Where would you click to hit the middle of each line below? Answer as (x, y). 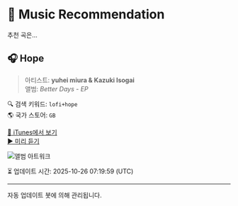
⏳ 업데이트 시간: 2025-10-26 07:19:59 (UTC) (70, 171)
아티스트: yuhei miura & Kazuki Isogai (79, 80)
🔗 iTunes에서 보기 (33, 132)
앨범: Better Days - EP (56, 88)
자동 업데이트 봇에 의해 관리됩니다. (55, 195)
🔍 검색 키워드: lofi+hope (42, 104)
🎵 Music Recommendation (86, 15)
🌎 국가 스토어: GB (32, 115)
